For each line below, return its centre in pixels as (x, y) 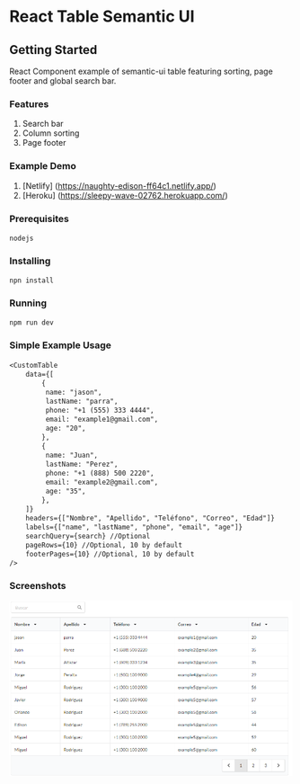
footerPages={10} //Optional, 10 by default (110, 554)
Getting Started (53, 50)
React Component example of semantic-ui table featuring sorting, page (141, 71)
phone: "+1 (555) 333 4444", (100, 410)
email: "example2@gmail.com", (102, 482)
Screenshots (38, 585)
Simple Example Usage (61, 345)
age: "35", (66, 491)
